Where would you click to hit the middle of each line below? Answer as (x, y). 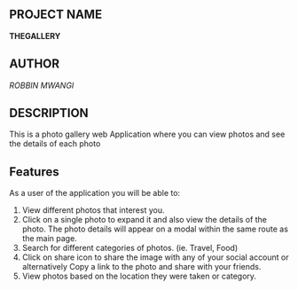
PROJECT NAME (56, 15)
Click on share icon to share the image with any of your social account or (156, 257)
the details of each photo (55, 144)
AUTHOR (35, 64)
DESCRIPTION (49, 113)
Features (34, 172)
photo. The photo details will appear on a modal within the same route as (155, 229)
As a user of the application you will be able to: (94, 193)
